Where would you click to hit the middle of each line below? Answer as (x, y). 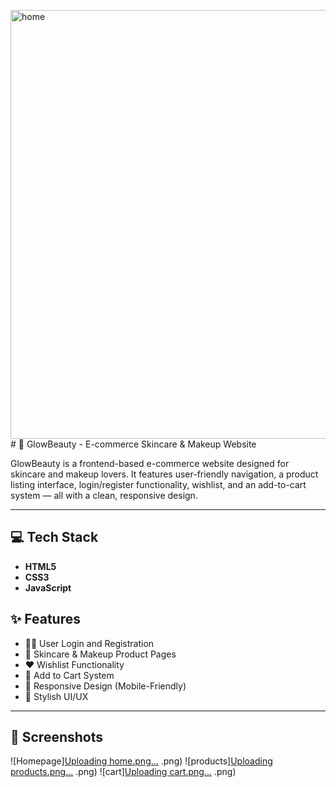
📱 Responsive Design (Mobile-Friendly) (105, 686)
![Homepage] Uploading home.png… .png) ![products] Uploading (141, 761)
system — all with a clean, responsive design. (104, 495)
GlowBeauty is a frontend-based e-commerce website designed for (150, 463)
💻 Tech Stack (54, 537)
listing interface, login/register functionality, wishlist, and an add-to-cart (158, 484)
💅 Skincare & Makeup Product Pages (100, 654)
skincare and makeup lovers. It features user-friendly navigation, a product (164, 474)
